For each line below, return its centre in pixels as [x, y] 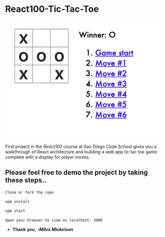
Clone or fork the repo [30, 192]
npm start [15, 211]
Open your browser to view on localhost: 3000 [54, 220]
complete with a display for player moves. [48, 157]
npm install [17, 201]
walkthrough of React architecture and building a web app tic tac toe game [81, 151]
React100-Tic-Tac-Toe [52, 9]
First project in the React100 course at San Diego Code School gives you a [81, 146]
